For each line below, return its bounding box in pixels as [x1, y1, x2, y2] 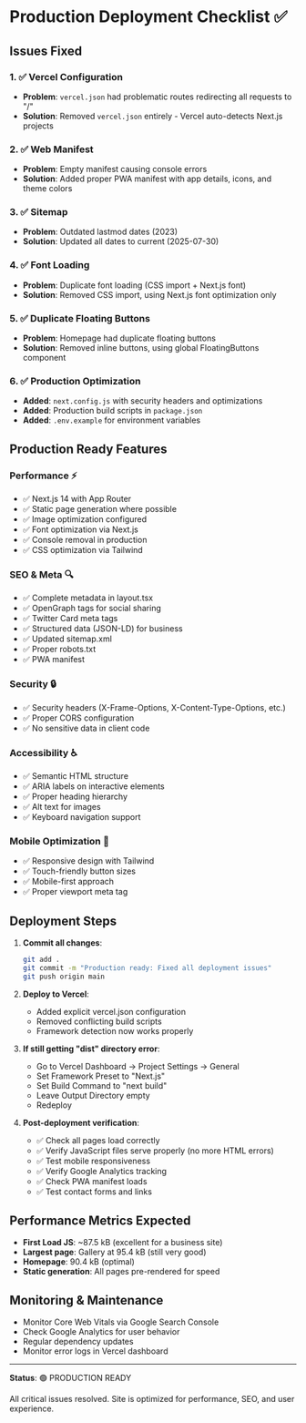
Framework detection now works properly [36, 1025, 194, 1036]
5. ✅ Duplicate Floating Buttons [9, 312, 150, 324]
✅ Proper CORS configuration [22, 712, 135, 723]
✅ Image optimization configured [22, 514, 148, 525]
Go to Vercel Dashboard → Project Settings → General [36, 1060, 240, 1071]
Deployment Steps [9, 913, 117, 928]
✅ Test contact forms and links [36, 1186, 153, 1197]
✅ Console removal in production [22, 535, 148, 546]
